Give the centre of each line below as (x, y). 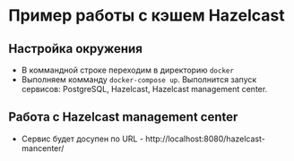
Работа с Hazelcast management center (123, 117)
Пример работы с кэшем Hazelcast (147, 16)
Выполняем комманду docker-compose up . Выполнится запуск (139, 80)
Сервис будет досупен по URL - (82, 139)
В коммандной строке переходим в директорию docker (128, 70)
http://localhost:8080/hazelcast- (205, 139)
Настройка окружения (75, 49)
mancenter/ (43, 148)
